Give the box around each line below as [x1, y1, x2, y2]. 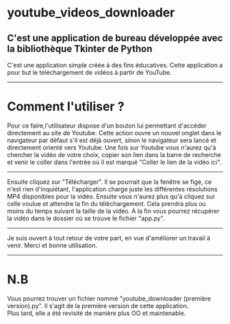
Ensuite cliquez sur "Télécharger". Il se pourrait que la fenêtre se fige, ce [7, 177, 212, 186]
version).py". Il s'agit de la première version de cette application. [7, 301, 189, 310]
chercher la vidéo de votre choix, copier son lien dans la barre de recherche [7, 150, 221, 159]
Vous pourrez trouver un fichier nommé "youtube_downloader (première [7, 294, 211, 303]
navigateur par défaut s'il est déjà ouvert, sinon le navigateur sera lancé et [7, 136, 217, 144]
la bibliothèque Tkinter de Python [7, 43, 153, 54]
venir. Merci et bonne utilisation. [7, 241, 98, 249]
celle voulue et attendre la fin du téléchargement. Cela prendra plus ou [7, 199, 207, 207]
